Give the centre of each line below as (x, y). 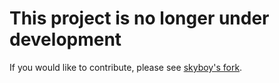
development (65, 39)
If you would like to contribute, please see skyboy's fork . (126, 67)
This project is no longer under (139, 18)
